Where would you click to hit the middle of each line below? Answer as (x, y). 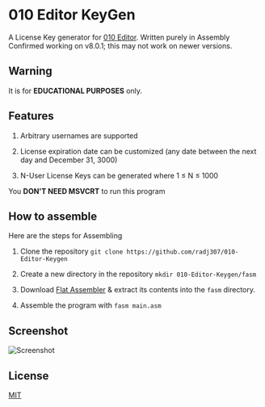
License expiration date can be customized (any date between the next (138, 151)
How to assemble (53, 216)
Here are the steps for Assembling (65, 236)
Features (31, 116)
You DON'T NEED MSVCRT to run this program (87, 191)
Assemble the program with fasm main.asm (90, 305)
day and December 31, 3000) (69, 160)
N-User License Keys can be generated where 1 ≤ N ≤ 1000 (119, 175)
